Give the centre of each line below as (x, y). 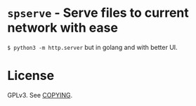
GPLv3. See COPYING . (40, 95)
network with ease (63, 28)
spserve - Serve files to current (98, 13)
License (31, 76)
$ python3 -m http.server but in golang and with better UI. (92, 47)
